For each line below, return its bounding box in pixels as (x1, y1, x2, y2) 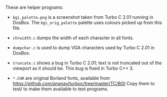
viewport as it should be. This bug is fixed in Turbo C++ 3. (12, 66, 134, 71)
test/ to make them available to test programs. (12, 86, 109, 92)
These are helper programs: (5, 5, 64, 10)
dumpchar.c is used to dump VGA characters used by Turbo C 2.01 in (12, 45, 155, 50)
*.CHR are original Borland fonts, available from (12, 75, 110, 81)
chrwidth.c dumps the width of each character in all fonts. (12, 35, 134, 41)
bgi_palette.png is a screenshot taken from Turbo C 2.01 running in (12, 14, 153, 20)
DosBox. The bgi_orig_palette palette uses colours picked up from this (12, 20, 162, 25)
